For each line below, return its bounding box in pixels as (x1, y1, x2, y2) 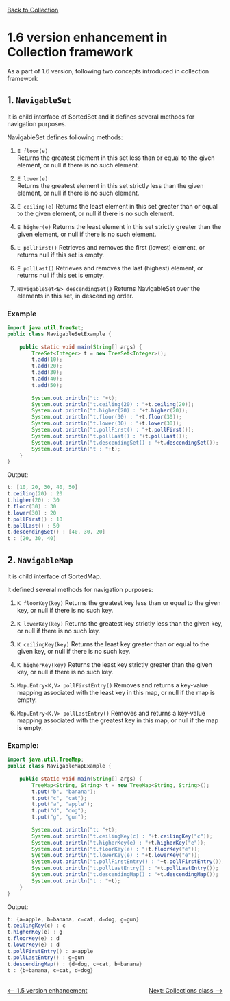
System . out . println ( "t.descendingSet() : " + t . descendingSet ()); (31, 439, 219, 446)
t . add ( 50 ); (31, 381, 63, 388)
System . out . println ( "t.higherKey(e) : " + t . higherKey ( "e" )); (31, 839, 207, 846)
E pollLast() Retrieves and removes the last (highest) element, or (16, 263, 203, 272)
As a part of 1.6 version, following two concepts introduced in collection (7, 67, 209, 75)
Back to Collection (7, 6, 59, 14)
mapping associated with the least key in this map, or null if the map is (16, 688, 216, 696)
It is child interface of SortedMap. (7, 572, 102, 580)
